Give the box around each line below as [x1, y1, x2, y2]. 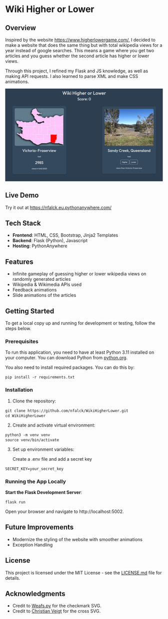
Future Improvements [5, 523, 74, 532]
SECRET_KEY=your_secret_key [5, 466, 64, 471]
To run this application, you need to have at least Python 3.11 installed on [5, 349, 154, 355]
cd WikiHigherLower [5, 413, 46, 418]
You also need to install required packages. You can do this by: [5, 364, 135, 370]
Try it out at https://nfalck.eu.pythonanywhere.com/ [5, 204, 111, 211]
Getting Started [5, 306, 54, 315]
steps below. [5, 326, 31, 332]
